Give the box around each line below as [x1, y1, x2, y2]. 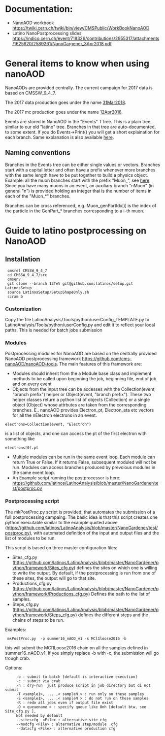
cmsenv [7, 277, 21, 282]
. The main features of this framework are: [56, 361, 142, 367]
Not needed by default [16, 713, 63, 718]
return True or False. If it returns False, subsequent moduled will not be [12, 459, 157, 465]
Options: [5, 665, 23, 670]
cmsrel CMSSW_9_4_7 [7, 268, 48, 273]
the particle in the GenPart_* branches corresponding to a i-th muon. [5, 208, 144, 214]
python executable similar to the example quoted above [5, 519, 118, 525]
